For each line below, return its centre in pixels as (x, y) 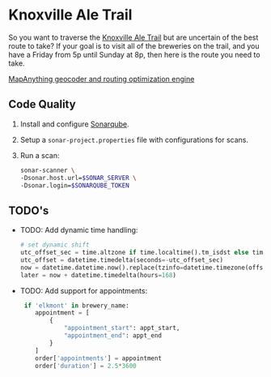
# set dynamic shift (55, 245)
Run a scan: (40, 155)
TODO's (29, 210)
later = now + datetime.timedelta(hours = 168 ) (98, 275)
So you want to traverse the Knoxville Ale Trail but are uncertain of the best (133, 37)
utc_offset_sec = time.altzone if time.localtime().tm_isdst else (134, 253)
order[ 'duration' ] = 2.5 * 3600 (86, 366)
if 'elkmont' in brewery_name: (76, 306)
